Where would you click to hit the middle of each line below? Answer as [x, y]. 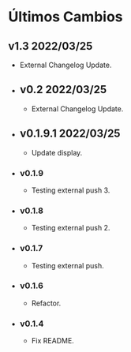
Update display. [57, 152]
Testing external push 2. [71, 228]
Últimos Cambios [65, 17]
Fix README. [53, 341]
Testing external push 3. [71, 190]
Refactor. [46, 303]
